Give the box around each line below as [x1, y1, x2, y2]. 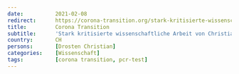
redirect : [7, 17, 37, 24]
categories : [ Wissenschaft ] [7, 50, 100, 57]
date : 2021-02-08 [7, 10, 87, 18]
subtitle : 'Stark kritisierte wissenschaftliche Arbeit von [7, 30, 205, 37]
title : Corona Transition [7, 23, 110, 30]
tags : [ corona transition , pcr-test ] [7, 56, 148, 63]
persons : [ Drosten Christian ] [7, 43, 116, 50]
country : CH [7, 37, 62, 44]
